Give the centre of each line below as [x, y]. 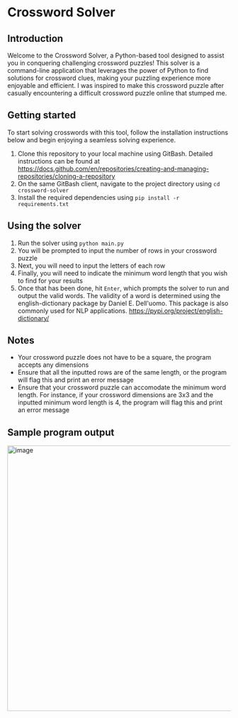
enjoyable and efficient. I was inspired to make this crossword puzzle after [116, 85]
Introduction [35, 39]
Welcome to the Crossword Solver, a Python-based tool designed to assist [116, 55]
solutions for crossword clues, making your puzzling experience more [109, 78]
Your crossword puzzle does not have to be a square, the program [114, 358]
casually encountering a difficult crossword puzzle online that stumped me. [117, 93]
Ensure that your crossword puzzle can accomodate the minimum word [122, 387]
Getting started [42, 115]
